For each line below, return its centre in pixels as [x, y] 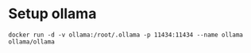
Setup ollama [52, 14]
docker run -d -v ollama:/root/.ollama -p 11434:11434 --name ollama [126, 35]
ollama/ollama [32, 42]
